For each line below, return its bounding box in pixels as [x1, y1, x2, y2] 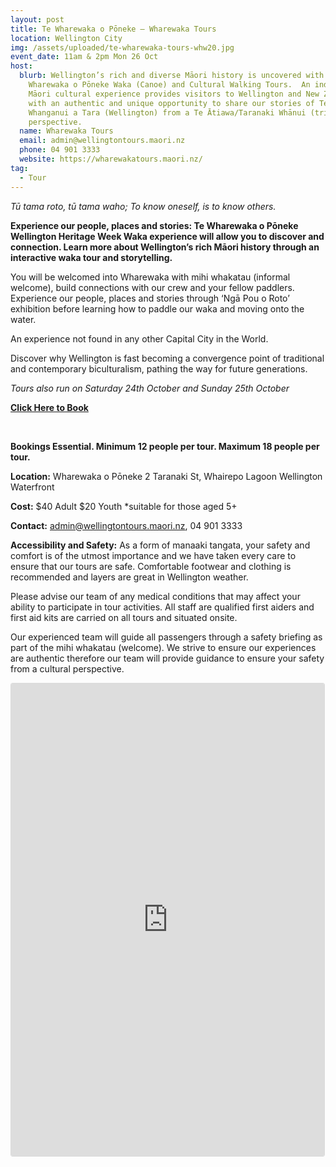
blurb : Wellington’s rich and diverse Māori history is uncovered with [19, 71, 325, 81]
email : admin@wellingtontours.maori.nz [19, 136, 186, 146]
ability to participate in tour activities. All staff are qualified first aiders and [10, 601, 315, 613]
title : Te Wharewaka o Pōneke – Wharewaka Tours [10, 24, 217, 34]
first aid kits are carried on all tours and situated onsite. [10, 611, 238, 623]
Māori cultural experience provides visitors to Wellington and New [28, 89, 320, 99]
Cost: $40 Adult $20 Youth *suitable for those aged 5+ [10, 500, 238, 512]
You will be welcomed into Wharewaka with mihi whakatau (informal [10, 271, 291, 283]
